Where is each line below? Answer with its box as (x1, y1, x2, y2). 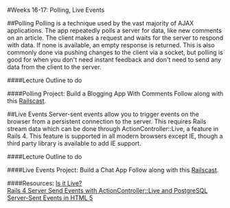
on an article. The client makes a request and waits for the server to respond (7, 34, 224, 42)
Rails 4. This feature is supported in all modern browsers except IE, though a (7, 132, 223, 140)
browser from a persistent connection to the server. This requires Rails (7, 117, 207, 126)
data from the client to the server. (7, 63, 102, 71)
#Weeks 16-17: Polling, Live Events (7, 6, 105, 14)
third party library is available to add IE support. (7, 139, 142, 147)
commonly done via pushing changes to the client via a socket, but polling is (7, 48, 223, 56)
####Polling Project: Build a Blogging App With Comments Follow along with (7, 89, 224, 97)
